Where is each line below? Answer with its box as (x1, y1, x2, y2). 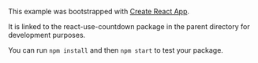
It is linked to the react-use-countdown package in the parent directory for (8, 22, 250, 31)
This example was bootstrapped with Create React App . (8, 7, 190, 16)
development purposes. (8, 31, 86, 39)
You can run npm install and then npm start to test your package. (8, 46, 223, 54)
